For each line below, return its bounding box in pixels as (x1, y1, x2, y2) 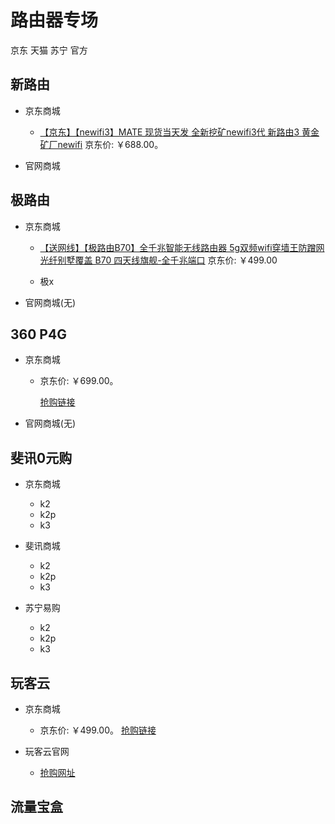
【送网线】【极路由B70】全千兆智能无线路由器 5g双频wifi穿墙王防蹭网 (39, 241, 325, 253)
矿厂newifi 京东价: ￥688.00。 (39, 138, 164, 150)
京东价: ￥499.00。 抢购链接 (39, 724, 157, 736)
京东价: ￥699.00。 (39, 375, 119, 387)
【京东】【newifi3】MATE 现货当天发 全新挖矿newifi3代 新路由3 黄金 (39, 126, 320, 138)
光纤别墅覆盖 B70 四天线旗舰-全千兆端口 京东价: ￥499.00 (39, 254, 278, 266)
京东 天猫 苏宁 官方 (10, 44, 88, 56)
